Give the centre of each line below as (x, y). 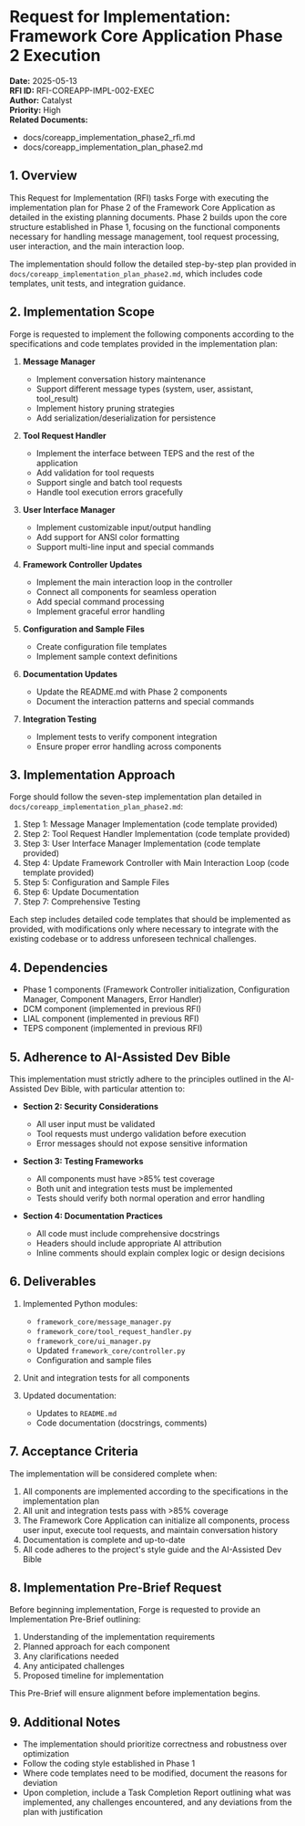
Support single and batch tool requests (109, 482)
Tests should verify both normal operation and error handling (151, 1198)
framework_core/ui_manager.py (94, 1341)
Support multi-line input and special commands (125, 547)
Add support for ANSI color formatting (108, 537)
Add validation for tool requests (95, 473)
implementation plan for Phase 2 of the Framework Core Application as (142, 207)
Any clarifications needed (71, 1656)
